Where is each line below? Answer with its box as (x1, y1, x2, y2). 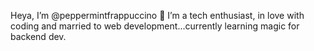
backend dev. (10, 31, 67, 42)
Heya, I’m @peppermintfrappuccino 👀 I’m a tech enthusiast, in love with (10, 10, 305, 21)
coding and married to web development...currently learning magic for (10, 20, 300, 32)
